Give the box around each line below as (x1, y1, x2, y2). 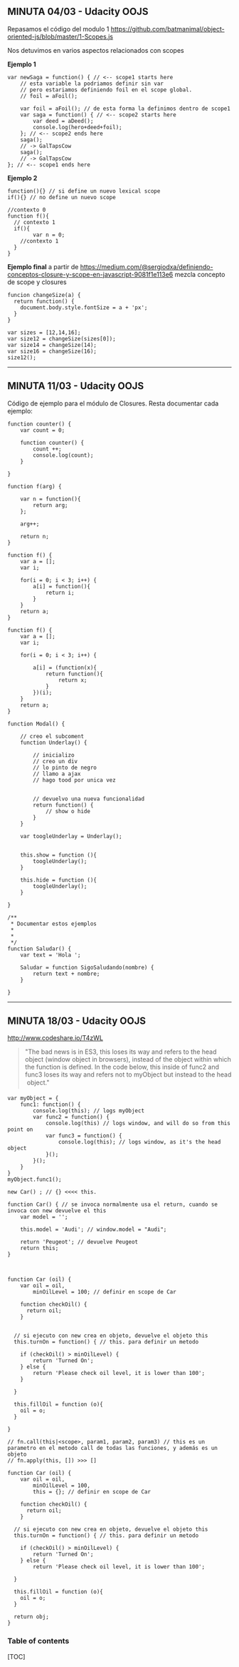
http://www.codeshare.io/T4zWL (7, 1034, 103, 1042)
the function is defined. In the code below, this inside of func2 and (24, 1063, 219, 1072)
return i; (45, 589, 75, 596)
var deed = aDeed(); (33, 117, 94, 124)
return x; (58, 676, 87, 684)
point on (7, 1126, 33, 1134)
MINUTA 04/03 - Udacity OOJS (7, 6, 149, 18)
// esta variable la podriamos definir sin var (20, 80, 164, 87)
